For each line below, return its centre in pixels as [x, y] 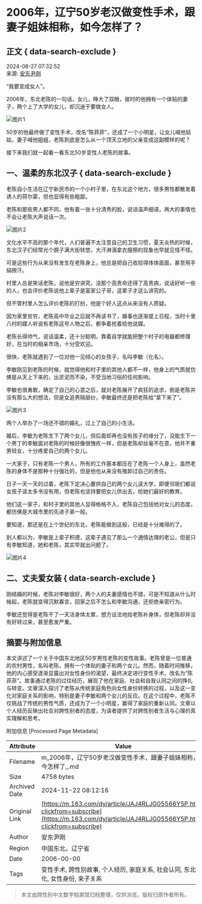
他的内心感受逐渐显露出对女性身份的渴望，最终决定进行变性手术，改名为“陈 [100, 673]
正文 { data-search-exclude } [61, 51]
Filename [22, 762]
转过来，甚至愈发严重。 [46, 622]
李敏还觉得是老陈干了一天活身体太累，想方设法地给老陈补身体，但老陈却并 [98, 614]
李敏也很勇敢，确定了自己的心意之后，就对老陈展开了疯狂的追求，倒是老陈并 [101, 389]
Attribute [23, 746]
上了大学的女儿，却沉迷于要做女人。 [72, 107]
